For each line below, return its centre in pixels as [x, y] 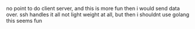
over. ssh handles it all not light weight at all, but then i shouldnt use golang [98, 14]
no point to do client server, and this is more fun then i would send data [93, 8]
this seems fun [24, 21]
